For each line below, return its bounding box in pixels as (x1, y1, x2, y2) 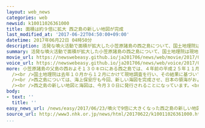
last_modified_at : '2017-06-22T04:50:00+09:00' (6, 32, 130, 38)
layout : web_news (6, 9, 51, 15)
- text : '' (6, 94, 34, 100)
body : (6, 88, 20, 94)
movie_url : (6, 54, 34, 60)
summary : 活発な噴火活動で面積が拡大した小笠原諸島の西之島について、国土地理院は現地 (6, 49, 199, 55)
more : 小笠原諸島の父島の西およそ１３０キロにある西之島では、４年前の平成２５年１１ (6, 65, 195, 72)
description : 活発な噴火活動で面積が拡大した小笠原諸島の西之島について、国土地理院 (6, 43, 196, 49)
